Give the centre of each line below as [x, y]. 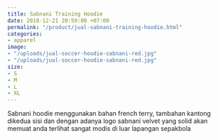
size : [15, 67]
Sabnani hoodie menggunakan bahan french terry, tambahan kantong [109, 114]
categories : [25, 34]
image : [17, 47]
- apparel [22, 41]
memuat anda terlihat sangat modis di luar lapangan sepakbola [99, 129]
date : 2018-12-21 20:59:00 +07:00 [59, 21]
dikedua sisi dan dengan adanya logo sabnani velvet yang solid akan [108, 121]
